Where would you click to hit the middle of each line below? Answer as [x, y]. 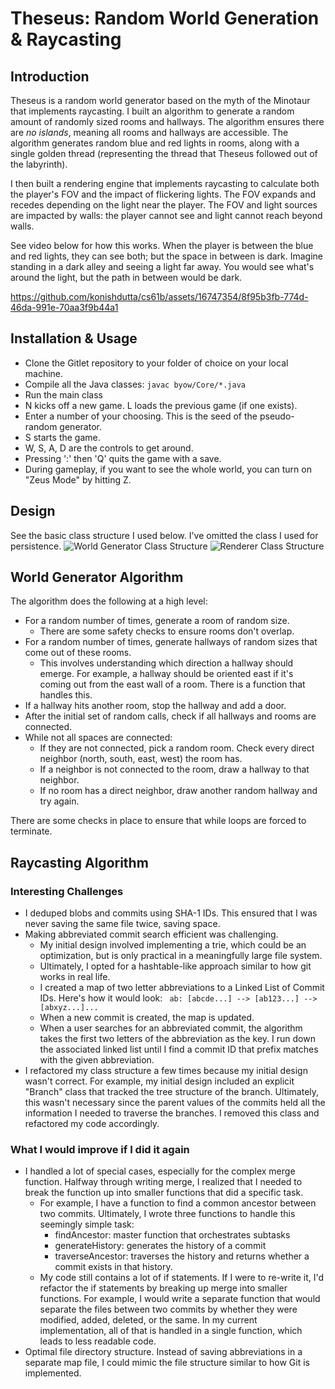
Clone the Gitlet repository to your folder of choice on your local [156, 363]
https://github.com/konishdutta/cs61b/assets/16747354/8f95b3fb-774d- [159, 296]
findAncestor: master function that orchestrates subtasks [172, 1235]
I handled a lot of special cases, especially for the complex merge [160, 1171]
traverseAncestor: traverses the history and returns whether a [182, 1256]
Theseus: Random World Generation [165, 18]
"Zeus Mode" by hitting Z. [78, 479]
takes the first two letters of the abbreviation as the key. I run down [177, 1039]
